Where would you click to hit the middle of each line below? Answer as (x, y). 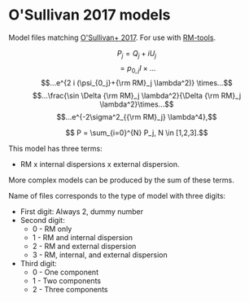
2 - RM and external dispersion (84, 246)
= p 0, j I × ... (138, 69)
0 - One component (66, 272)
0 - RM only (52, 229)
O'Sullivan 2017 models (90, 15)
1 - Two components (67, 280)
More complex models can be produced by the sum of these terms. (121, 180)
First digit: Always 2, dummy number (82, 211)
